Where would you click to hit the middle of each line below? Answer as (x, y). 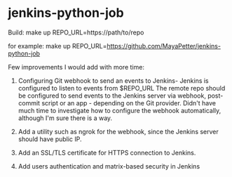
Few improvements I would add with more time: (76, 67)
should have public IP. (50, 139)
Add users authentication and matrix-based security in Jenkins (109, 166)
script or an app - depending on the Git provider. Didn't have (129, 103)
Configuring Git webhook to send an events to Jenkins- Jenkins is (113, 80)
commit (29, 103)
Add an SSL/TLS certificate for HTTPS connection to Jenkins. (107, 152)
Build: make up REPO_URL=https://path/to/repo (76, 32)
